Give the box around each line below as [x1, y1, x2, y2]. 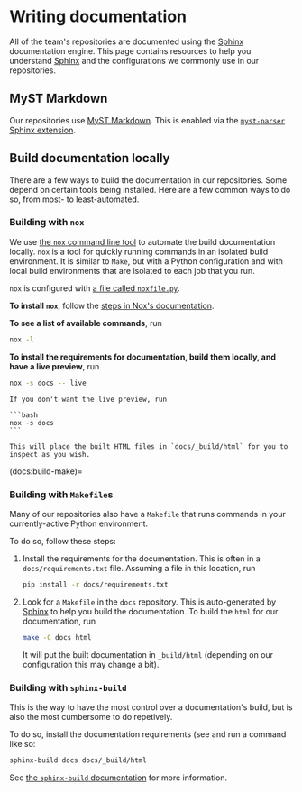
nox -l [9, 335, 34, 344]
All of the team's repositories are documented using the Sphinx [9, 36, 244, 47]
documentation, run [22, 615, 96, 626]
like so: [9, 738, 36, 749]
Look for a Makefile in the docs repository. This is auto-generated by [22, 596, 277, 607]
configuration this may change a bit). [22, 659, 160, 669]
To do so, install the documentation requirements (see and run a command [9, 728, 287, 740]
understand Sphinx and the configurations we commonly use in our [9, 55, 260, 66]
